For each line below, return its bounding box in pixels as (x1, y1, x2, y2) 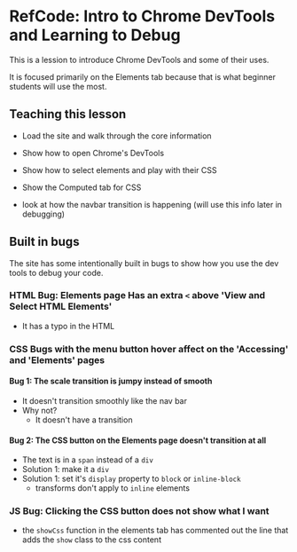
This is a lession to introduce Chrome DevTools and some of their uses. (9, 54, 270, 65)
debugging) (21, 209, 65, 219)
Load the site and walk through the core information (21, 130, 212, 141)
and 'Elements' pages (9, 353, 105, 366)
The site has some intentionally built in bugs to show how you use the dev (9, 257, 279, 268)
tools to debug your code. (9, 267, 104, 278)
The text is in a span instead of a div (21, 454, 153, 465)
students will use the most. (9, 81, 107, 91)
